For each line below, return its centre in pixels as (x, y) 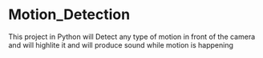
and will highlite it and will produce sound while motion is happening (121, 44)
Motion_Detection (69, 15)
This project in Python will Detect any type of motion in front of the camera (132, 37)
